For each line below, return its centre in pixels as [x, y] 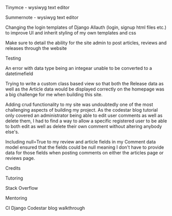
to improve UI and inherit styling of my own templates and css [71, 33]
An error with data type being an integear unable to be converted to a [79, 68]
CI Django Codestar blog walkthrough [45, 208]
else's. [12, 132]
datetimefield [19, 74]
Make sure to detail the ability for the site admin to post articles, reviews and [86, 43]
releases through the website [36, 48]
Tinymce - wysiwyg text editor [37, 7]
